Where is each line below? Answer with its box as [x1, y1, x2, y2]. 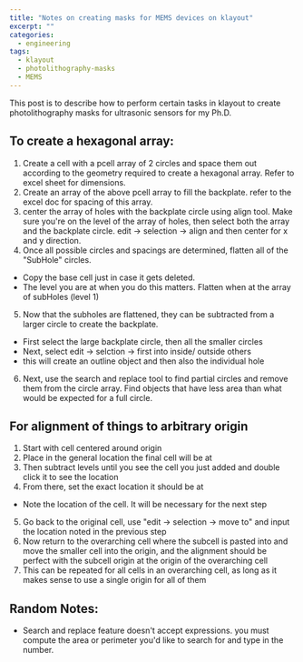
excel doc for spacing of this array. [22, 196, 153, 207]
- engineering [17, 38, 71, 48]
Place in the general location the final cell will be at [22, 452, 213, 464]
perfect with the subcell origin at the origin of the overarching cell [22, 556, 269, 567]
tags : [9, 47, 30, 56]
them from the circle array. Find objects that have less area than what [22, 383, 283, 394]
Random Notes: [9, 601, 99, 617]
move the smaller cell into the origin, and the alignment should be [22, 546, 268, 557]
